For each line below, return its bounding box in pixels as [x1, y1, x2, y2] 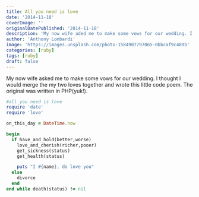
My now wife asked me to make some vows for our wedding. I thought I [6, 75, 181, 82]
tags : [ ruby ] [6, 53, 39, 59]
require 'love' [6, 110, 44, 116]
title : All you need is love [6, 8, 78, 15]
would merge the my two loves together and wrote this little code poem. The [6, 81, 193, 88]
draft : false [6, 58, 39, 64]
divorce [17, 175, 36, 181]
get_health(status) [17, 153, 65, 159]
